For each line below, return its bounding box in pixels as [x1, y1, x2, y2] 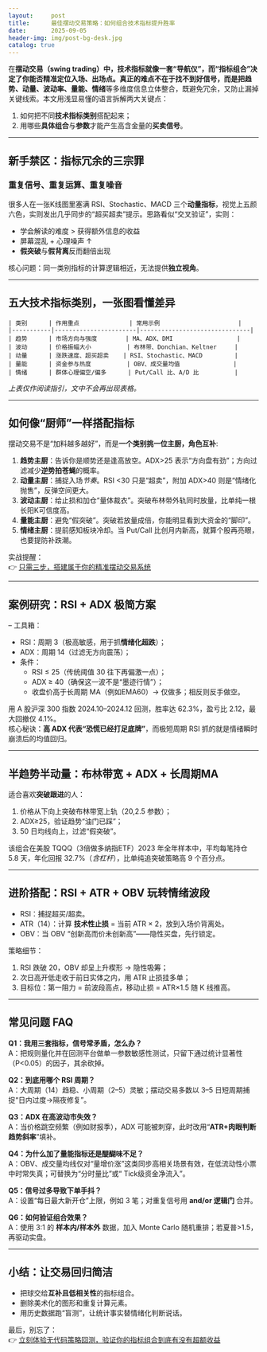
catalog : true [8, 41, 56, 49]
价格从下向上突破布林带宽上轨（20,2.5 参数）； [19, 807, 172, 816]
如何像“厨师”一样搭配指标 [8, 416, 135, 430]
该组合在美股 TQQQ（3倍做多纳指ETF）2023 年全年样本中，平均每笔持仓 [8, 843, 248, 853]
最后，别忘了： [8, 1325, 57, 1334]
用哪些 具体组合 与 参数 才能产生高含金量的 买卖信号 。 [19, 121, 188, 131]
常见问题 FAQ [8, 1016, 74, 1030]
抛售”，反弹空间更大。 [19, 486, 93, 495]
